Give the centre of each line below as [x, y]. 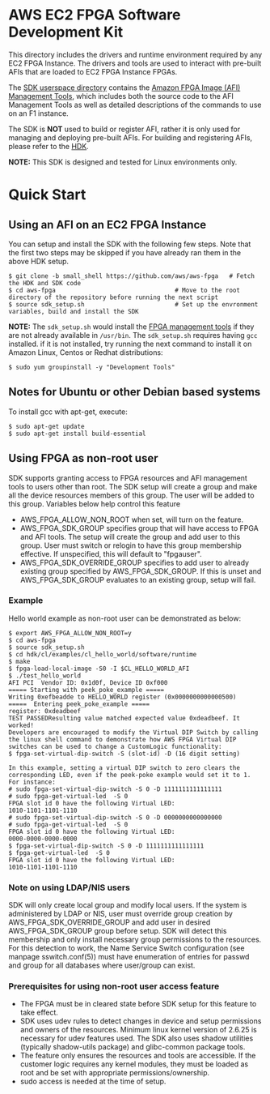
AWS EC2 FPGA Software [95, 15]
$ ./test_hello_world [45, 675]
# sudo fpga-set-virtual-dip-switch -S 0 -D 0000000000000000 [115, 817]
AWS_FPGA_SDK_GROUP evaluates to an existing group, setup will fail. [138, 579]
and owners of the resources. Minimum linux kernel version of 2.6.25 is [138, 1030]
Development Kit [66, 32]
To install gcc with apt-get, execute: [68, 412]
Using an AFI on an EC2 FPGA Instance [108, 224]
